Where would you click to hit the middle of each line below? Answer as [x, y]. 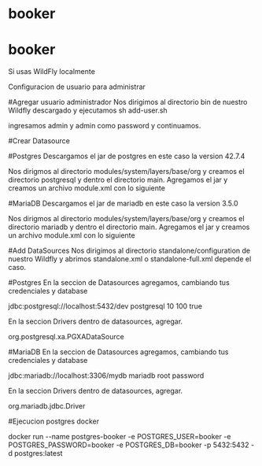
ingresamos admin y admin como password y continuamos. [105, 126]
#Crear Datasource [39, 141]
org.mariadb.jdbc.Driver [47, 406]
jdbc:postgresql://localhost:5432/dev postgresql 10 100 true [105, 306]
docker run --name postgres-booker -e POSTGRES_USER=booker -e [120, 437]
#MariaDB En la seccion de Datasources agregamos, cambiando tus [118, 352]
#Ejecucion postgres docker [54, 421]
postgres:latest [39, 453]
